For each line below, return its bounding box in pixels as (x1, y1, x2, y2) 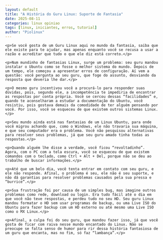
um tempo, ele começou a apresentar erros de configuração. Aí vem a (5, 69, 150, 74)
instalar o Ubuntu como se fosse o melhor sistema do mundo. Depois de (5, 64, 154, 69)
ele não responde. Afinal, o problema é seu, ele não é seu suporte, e (5, 171, 154, 176)
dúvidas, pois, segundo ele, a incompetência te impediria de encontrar (5, 90, 156, 95)
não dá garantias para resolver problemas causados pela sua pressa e (5, 175, 152, 180)
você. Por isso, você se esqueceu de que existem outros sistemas (5, 107, 143, 112)
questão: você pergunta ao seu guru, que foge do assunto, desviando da (5, 73, 156, 78)
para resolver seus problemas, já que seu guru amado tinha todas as (5, 132, 150, 137)
